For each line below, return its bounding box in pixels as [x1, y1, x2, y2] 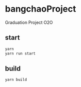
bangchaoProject [5, 3, 76, 15]
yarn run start [5, 51, 36, 56]
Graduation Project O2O [5, 19, 53, 25]
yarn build [5, 77, 27, 82]
